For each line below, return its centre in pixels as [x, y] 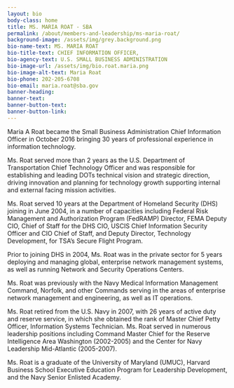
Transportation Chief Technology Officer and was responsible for [101, 167]
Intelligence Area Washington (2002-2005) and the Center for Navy [105, 341]
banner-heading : [31, 92]
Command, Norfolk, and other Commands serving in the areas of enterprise [116, 290]
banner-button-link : [37, 112]
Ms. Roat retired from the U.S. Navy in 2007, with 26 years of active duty [112, 311]
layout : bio [25, 14]
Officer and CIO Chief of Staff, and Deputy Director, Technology [99, 233]
